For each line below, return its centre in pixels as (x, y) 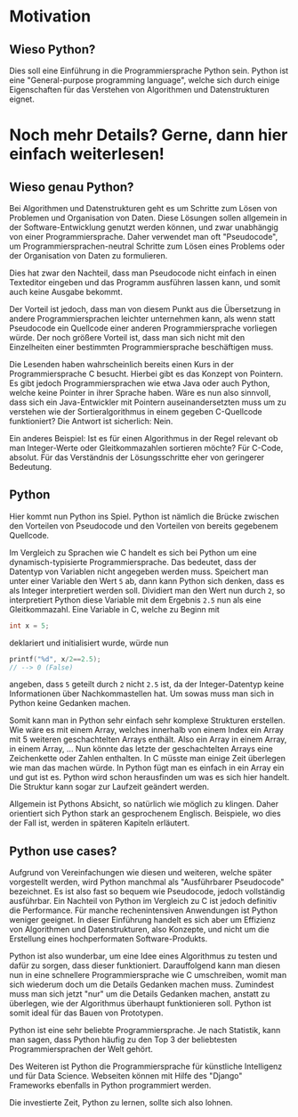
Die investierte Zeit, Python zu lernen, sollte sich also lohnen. (121, 1103)
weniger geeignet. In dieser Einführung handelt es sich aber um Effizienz (142, 920)
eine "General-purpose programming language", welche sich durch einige (145, 80)
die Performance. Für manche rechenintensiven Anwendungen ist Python (144, 910)
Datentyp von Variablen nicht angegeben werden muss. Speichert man (139, 571)
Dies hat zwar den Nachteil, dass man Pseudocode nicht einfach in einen (143, 273)
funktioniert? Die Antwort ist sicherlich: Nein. (91, 421)
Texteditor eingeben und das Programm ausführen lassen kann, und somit (145, 282)
